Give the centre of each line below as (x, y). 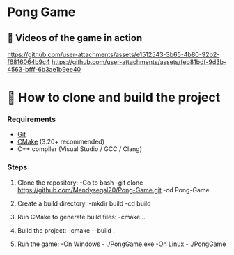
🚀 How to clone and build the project (114, 98)
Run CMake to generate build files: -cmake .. (81, 217)
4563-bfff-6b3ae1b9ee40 (44, 69)
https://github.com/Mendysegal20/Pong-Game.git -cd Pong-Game (114, 190)
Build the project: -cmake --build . (66, 230)
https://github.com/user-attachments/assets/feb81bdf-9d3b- (139, 62)
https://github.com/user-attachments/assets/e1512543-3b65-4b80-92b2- (114, 54)
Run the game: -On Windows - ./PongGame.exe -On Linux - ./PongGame (122, 244)
